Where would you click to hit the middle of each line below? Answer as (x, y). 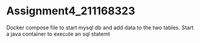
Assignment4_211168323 (71, 11)
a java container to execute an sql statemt (58, 33)
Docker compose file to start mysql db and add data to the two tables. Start (100, 27)
